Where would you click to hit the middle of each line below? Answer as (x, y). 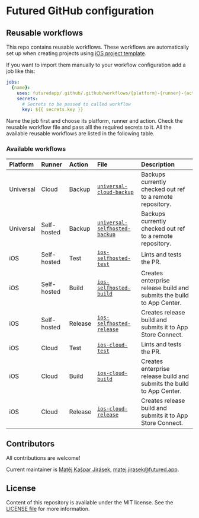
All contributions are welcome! (43, 458)
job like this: (21, 71)
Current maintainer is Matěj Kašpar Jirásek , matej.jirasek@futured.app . (93, 469)
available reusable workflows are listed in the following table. (81, 134)
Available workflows (36, 149)
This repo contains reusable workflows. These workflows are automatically (98, 47)
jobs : (13, 82)
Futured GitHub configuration (80, 11)
